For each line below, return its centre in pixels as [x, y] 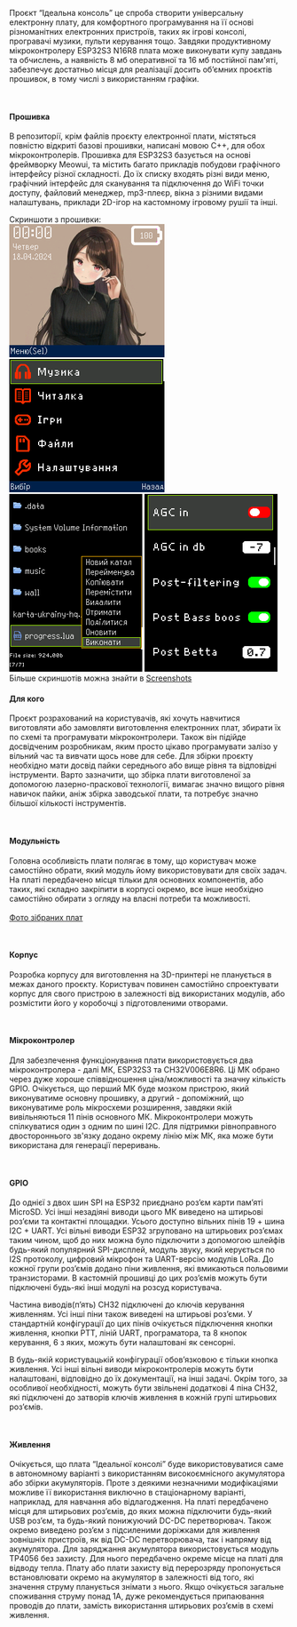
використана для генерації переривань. [85, 1145]
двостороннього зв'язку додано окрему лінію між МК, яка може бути [141, 1136]
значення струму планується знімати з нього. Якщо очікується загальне [147, 1587]
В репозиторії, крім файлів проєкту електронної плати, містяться [133, 136]
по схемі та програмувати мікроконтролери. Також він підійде [128, 738]
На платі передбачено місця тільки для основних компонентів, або [137, 880]
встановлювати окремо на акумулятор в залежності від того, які [132, 1577]
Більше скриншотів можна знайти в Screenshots [101, 678]
